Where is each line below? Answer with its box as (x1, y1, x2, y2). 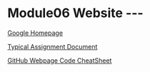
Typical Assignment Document (7, 42, 98, 51)
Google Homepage (7, 29, 63, 37)
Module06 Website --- (7, 5, 144, 21)
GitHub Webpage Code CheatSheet (7, 56, 112, 65)
